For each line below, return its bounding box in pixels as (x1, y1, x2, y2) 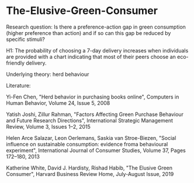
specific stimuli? (6, 36, 45, 43)
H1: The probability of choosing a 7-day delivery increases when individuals (6, 47, 189, 54)
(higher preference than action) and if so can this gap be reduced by (6, 29, 171, 36)
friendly (6, 59, 25, 66)
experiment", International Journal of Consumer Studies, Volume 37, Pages (6, 147, 186, 154)
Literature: (6, 82, 31, 89)
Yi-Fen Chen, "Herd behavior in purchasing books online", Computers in (6, 93, 179, 100)
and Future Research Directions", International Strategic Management (6, 117, 174, 124)
